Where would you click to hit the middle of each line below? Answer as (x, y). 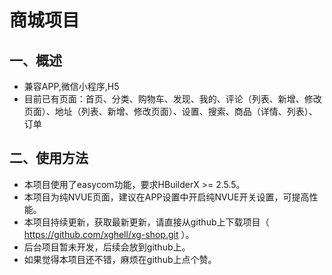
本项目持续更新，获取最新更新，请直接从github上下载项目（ (146, 222)
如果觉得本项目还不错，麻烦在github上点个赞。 (120, 259)
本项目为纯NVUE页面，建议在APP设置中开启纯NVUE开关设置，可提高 (166, 197)
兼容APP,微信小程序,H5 (71, 86)
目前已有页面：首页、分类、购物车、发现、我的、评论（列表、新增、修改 (172, 99)
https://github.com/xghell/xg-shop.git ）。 (109, 234)
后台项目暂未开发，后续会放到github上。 (107, 247)
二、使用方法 (49, 158)
